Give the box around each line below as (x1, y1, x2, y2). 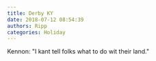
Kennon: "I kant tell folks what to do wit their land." (7, 47, 149, 56)
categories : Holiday (7, 28, 66, 36)
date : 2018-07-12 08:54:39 (7, 16, 84, 23)
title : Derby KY (7, 9, 53, 17)
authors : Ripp (7, 22, 48, 29)
